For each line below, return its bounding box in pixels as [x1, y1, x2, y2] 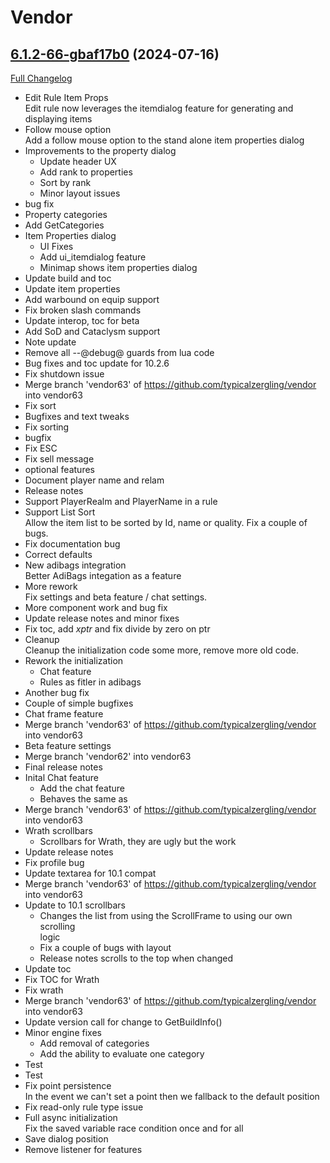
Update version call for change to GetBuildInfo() [24, 1016, 223, 1028]
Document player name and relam [24, 474, 165, 486]
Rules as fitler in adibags [39, 676, 142, 688]
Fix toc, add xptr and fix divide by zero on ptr [24, 623, 211, 635]
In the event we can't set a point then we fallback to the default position [24, 1091, 320, 1102]
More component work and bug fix [24, 602, 168, 613]
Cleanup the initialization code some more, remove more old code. [24, 644, 299, 656]
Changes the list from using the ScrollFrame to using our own [39, 910, 293, 921]
